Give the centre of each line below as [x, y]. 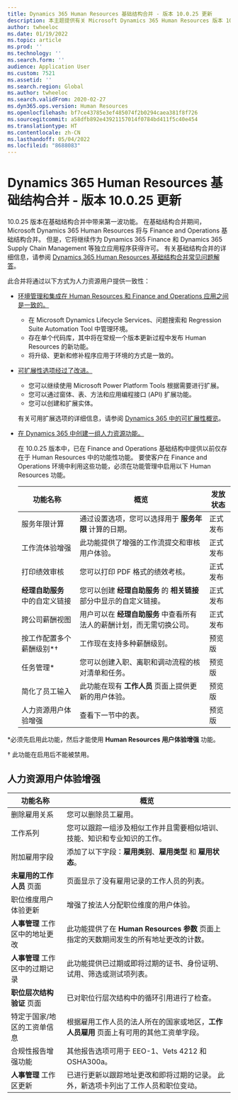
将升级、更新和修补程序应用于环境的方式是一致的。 [103, 356]
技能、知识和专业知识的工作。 [117, 838]
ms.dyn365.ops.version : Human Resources [68, 106]
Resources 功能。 [43, 475]
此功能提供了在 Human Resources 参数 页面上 [144, 928]
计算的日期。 [110, 529]
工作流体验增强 [46, 548]
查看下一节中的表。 [112, 715]
